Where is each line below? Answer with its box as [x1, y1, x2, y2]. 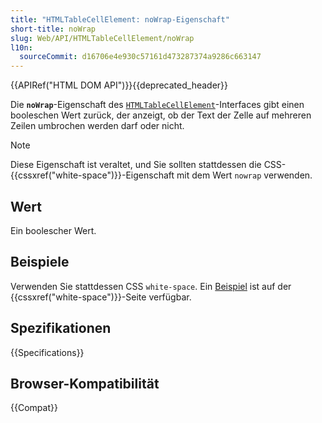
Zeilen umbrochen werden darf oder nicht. [10, 120, 185, 132]
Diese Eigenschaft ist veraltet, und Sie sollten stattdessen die [10, 159, 262, 171]
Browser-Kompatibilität [10, 375, 160, 392]
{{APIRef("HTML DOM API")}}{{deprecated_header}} [10, 79, 229, 91]
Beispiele [10, 254, 70, 271]
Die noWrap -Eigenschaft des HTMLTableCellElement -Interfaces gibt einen [10, 99, 305, 111]
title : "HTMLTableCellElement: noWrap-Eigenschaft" [10, 14, 230, 25]
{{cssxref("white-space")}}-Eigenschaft [10, 169, 175, 181]
